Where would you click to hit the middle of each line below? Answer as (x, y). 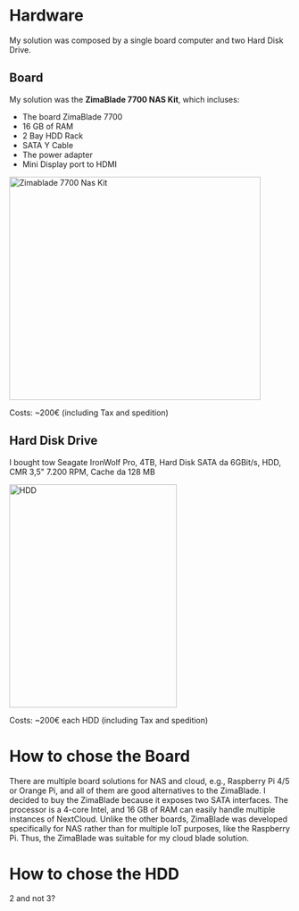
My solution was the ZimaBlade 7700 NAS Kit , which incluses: (125, 99)
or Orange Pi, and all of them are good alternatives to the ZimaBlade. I (137, 790)
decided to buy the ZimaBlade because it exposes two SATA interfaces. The (149, 799)
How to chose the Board (100, 756)
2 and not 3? (33, 898)
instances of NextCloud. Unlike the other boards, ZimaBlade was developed (149, 819)
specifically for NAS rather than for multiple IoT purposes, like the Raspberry (149, 828)
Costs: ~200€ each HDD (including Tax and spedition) (109, 720)
